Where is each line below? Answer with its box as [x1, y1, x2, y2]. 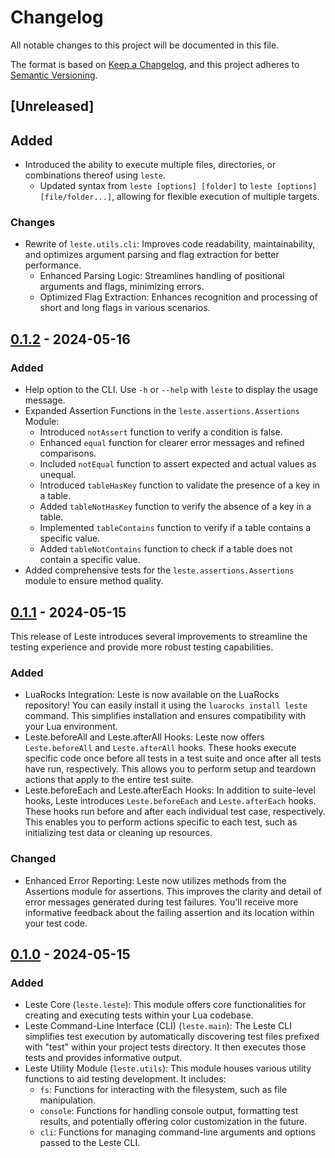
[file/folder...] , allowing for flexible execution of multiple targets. [39, 191, 320, 203]
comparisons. [39, 447, 97, 460]
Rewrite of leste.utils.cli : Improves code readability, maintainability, [24, 238, 316, 250]
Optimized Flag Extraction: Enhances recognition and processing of [39, 291, 318, 303]
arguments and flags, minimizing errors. [39, 281, 205, 293]
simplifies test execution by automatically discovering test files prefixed [24, 1031, 320, 1043]
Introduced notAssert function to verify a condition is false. [39, 426, 283, 438]
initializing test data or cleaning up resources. [24, 827, 213, 839]
